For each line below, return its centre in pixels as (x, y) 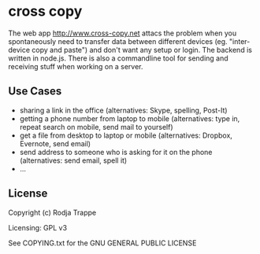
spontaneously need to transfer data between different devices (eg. (118, 41)
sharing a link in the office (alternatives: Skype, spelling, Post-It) (123, 110)
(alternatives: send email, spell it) (73, 160)
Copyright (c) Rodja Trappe (52, 212)
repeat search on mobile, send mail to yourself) (96, 127)
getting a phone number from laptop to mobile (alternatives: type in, (130, 118)
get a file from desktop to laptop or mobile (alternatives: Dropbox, (126, 135)
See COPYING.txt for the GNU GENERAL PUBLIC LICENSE (102, 243)
